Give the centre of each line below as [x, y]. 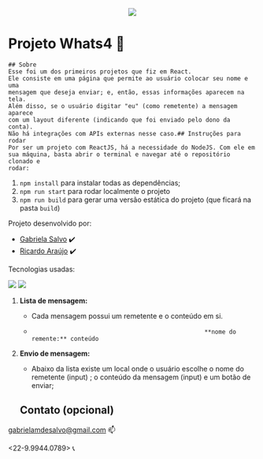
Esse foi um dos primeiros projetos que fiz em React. [100, 71]
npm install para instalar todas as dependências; [100, 183]
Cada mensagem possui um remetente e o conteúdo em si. [127, 315]
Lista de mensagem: [54, 300]
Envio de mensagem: [55, 353]
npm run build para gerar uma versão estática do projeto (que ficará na [135, 200]
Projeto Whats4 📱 [67, 44]
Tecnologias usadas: [42, 269]
